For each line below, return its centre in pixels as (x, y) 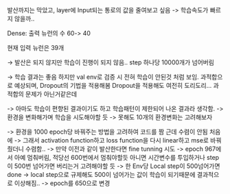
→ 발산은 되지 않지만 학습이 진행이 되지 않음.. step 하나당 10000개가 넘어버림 (111, 62)
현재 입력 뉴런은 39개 (36, 48)
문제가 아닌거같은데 (51, 94)
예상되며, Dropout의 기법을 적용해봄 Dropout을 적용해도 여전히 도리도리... (113, 85)
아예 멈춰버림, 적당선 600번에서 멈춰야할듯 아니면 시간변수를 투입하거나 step (117, 157)
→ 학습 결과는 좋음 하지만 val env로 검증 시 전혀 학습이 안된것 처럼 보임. (103, 77)
